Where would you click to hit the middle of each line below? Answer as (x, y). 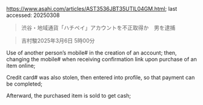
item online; (21, 66)
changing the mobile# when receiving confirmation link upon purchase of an (101, 59)
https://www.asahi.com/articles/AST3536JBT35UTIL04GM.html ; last (92, 9)
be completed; (24, 84)
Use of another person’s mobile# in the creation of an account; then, (92, 53)
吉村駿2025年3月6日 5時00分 (58, 41)
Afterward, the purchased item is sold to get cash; (69, 96)
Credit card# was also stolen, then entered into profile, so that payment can (101, 77)
